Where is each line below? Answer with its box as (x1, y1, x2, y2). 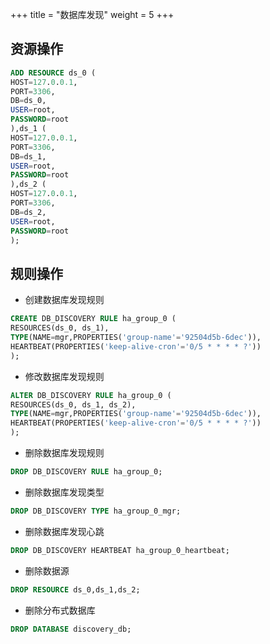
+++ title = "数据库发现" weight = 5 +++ (10, 9, 175, 20)
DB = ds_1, (10, 151, 47, 162)
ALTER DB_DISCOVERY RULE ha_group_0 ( (10, 390, 172, 400)
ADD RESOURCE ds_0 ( (10, 68, 97, 78)
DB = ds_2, (10, 207, 47, 217)
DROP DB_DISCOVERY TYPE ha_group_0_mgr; (10, 506, 182, 516)
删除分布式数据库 (24, 604, 96, 616)
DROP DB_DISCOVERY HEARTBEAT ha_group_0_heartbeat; (10, 545, 230, 555)
